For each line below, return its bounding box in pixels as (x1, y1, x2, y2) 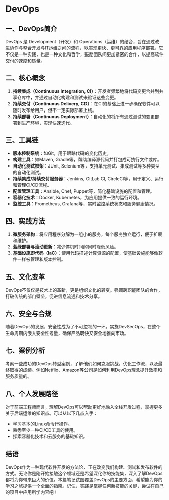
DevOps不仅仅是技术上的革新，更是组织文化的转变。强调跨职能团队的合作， (5, 287, 163, 293)
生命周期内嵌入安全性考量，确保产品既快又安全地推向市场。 (5, 330, 129, 336)
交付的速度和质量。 (5, 58, 45, 64)
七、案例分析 (5, 346, 45, 355)
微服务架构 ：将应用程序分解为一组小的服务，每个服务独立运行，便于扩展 (12, 231, 162, 237)
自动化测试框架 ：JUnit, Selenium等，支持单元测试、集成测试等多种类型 (12, 162, 160, 169)
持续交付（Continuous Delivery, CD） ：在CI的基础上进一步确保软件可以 (12, 100, 160, 106)
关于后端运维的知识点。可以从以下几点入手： (5, 410, 98, 416)
